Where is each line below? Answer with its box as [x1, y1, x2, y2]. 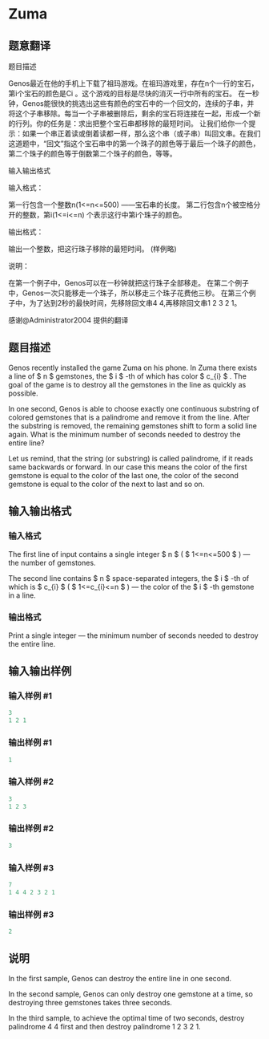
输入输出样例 [8, 664, 72, 678]
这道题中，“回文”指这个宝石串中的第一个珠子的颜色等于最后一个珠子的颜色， [8, 139, 260, 148]
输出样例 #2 [8, 823, 54, 834]
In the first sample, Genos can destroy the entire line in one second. [8, 973, 232, 983]
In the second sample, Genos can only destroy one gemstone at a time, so [8, 988, 254, 999]
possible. [8, 388, 38, 398]
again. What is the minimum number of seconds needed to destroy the [8, 429, 241, 439]
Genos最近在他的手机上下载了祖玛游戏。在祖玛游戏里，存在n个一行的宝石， [8, 79, 259, 88]
